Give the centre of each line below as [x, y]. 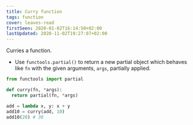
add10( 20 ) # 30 [25, 117]
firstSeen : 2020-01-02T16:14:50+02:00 [54, 28]
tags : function [25, 17]
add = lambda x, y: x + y [38, 106]
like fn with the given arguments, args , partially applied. [83, 68]
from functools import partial [45, 79]
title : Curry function [34, 12]
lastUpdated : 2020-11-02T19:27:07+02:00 [57, 34]
